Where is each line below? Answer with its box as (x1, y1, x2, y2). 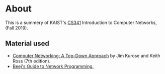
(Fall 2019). (5, 24, 29, 30)
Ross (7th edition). (12, 58, 51, 64)
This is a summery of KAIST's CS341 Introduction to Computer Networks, (5, 19, 157, 25)
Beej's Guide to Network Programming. (12, 63, 94, 69)
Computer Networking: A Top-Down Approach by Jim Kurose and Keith (12, 52, 160, 58)
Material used (5, 39, 49, 48)
